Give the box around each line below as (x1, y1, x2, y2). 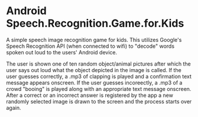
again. (6, 104, 22, 111)
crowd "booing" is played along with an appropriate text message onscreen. (6, 85, 191, 92)
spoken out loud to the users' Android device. (6, 48, 117, 56)
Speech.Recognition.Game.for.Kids (6, 17, 184, 30)
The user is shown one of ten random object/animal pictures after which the (6, 60, 191, 67)
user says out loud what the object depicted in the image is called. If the (6, 66, 181, 73)
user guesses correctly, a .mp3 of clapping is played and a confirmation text (6, 73, 192, 80)
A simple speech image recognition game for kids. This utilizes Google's (6, 36, 182, 43)
